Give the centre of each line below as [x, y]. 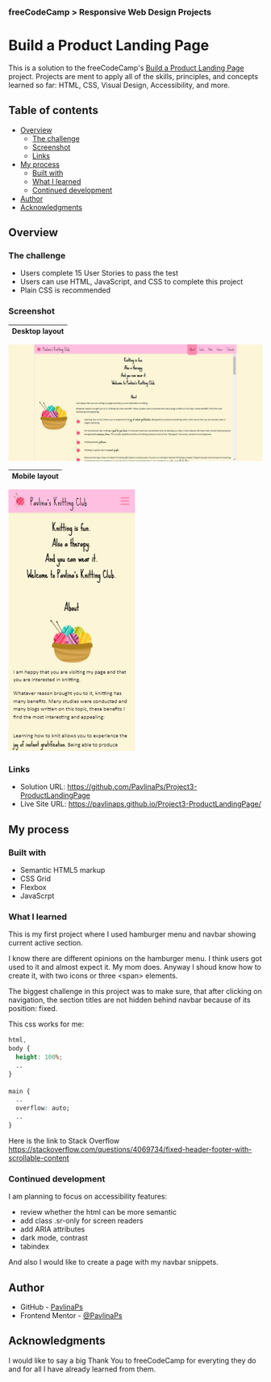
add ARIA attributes [52, 1229]
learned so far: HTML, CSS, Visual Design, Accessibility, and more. [119, 85]
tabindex [35, 1246]
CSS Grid [35, 878]
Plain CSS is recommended [65, 290]
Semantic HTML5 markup [63, 870]
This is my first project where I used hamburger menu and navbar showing [132, 934]
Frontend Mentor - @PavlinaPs [71, 1315]
